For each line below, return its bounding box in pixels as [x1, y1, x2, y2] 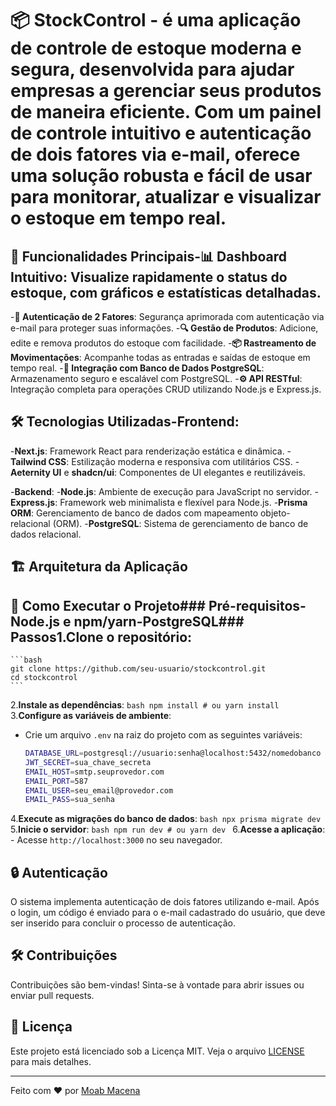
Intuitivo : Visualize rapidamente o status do [10, 268, 288, 286]
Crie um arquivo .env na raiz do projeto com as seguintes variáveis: [24, 729, 303, 741]
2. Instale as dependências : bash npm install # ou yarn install [10, 699, 280, 711]
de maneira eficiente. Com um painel [10, 101, 322, 124]
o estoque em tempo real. [10, 207, 227, 230]
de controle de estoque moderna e [10, 37, 302, 60]
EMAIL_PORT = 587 [24, 776, 89, 786]
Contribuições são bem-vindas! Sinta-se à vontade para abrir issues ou [10, 978, 305, 991]
